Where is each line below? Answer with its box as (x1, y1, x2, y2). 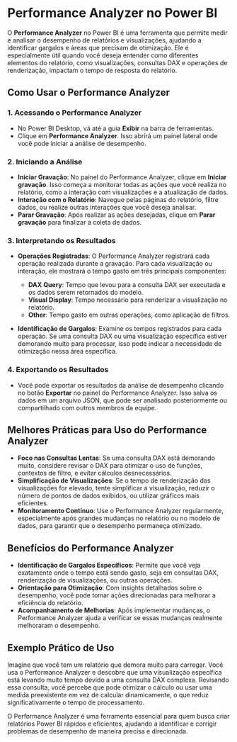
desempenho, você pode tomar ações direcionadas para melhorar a (17, 591, 216, 600)
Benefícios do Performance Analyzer (7, 542, 174, 554)
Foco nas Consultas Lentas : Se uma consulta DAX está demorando (17, 454, 216, 462)
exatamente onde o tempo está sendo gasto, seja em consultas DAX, (17, 568, 219, 577)
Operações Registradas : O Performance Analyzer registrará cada (17, 252, 210, 260)
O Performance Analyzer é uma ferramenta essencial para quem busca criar (7, 712, 230, 720)
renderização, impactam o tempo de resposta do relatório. (7, 66, 178, 74)
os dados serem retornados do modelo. (28, 288, 144, 297)
